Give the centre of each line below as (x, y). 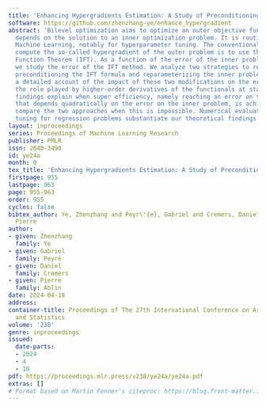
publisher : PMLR (35, 141)
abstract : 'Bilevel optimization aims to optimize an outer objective (127, 30)
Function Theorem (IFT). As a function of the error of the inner (127, 60)
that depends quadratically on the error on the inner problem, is (129, 104)
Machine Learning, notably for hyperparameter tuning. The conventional (138, 45)
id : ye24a (25, 155)
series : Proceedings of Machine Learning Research (93, 133)
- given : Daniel (35, 266)
